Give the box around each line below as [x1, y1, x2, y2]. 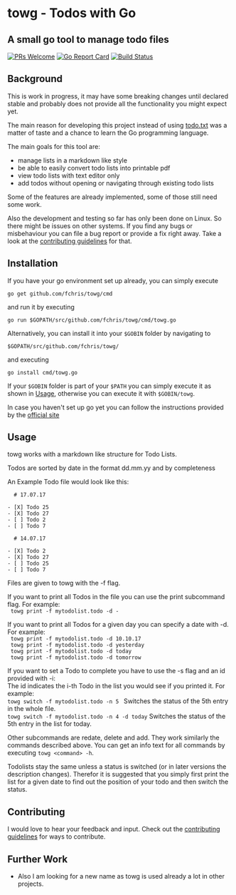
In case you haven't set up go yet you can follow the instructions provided [7, 403, 224, 411]
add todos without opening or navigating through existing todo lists [17, 178, 215, 187]
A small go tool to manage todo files [7, 34, 169, 46]
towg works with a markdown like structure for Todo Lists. [7, 450, 178, 459]
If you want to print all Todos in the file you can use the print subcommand [7, 593, 225, 601]
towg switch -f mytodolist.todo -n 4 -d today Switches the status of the [7, 712, 226, 721]
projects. [17, 879, 44, 889]
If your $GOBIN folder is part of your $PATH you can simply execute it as [7, 382, 212, 390]
